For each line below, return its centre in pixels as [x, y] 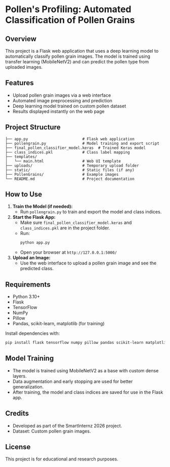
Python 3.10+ [26, 297]
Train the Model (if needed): [42, 207]
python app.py [35, 243]
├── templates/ [21, 157]
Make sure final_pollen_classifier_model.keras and [76, 223]
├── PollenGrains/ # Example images [62, 174]
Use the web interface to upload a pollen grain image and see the [88, 263]
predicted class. [37, 268]
